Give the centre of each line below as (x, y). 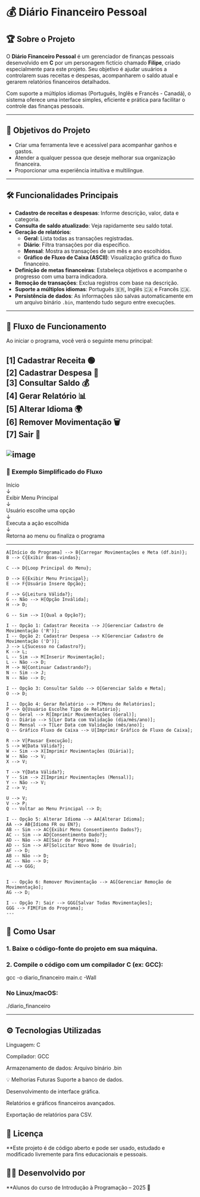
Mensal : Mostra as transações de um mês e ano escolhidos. (98, 251)
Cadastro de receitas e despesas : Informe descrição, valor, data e (97, 213)
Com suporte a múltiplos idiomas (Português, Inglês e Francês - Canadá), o (99, 93)
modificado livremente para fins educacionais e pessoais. (77, 1155)
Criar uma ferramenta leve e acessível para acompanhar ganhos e (96, 145)
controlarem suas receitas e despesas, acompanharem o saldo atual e (92, 75)
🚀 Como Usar (31, 931)
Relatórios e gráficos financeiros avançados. (61, 1103)
